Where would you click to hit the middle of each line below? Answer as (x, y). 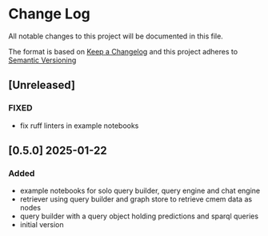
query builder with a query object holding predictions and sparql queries (139, 216)
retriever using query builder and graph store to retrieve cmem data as (136, 199)
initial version (42, 225)
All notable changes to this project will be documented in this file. (116, 36)
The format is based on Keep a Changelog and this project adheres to (123, 51)
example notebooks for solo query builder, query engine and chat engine (140, 191)
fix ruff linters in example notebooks (79, 126)
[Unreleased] (42, 85)
